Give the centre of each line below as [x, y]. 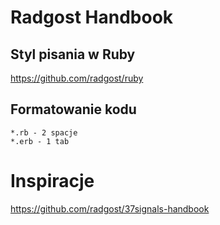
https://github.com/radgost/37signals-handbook [110, 208]
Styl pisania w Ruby [73, 54]
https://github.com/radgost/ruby [77, 78]
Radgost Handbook [92, 17]
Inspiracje [52, 181]
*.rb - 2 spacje [44, 132]
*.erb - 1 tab [40, 141]
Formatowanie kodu [73, 109]
